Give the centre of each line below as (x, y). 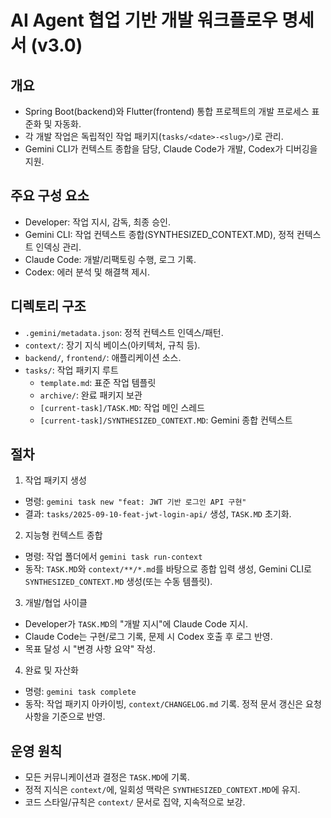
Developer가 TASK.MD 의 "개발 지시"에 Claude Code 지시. (136, 624)
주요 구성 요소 (50, 196)
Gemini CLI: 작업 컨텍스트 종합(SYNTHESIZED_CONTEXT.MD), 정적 (159, 234)
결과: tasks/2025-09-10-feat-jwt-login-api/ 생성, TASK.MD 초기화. (158, 514)
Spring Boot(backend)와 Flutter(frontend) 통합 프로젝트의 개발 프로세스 (167, 111)
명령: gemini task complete (80, 692)
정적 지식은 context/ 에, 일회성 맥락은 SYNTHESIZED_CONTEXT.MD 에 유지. (162, 790)
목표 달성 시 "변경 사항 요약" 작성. (90, 649)
